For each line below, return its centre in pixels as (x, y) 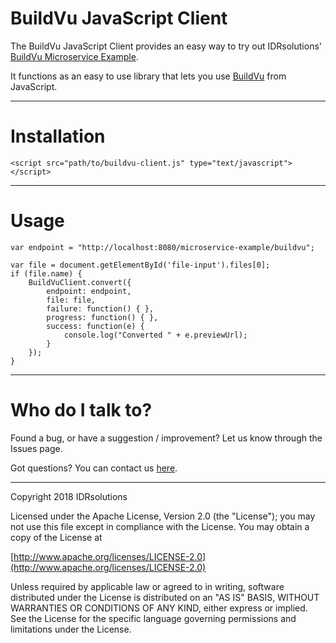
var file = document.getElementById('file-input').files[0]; (140, 265)
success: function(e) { (95, 326)
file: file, (71, 300)
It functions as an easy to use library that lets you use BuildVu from (148, 76)
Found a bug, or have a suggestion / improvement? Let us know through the (166, 438)
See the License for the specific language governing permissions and (153, 618)
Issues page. (36, 448)
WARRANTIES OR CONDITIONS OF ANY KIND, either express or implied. (159, 608)
